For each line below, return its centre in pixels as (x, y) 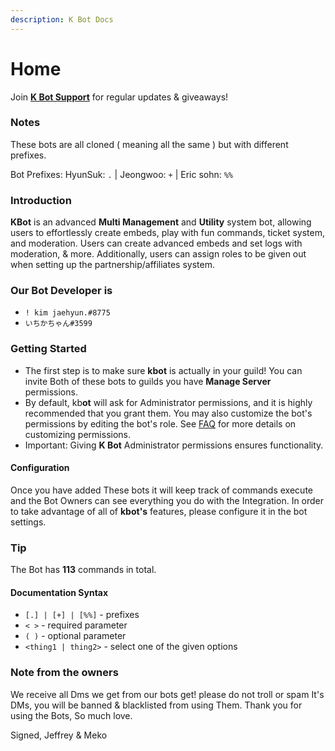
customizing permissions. (78, 434)
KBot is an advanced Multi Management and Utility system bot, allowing (161, 222)
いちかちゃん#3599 (58, 324)
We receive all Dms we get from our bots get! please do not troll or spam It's (167, 694)
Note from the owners (64, 673)
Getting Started (48, 349)
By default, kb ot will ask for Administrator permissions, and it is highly (168, 402)
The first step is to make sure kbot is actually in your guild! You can (163, 370)
